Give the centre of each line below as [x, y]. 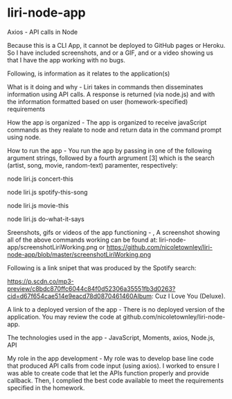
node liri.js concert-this [41, 179]
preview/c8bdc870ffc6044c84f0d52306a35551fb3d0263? [91, 288]
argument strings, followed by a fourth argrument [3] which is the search [111, 158]
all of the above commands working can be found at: [82, 240]
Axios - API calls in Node [43, 32]
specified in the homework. [46, 388]
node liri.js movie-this [38, 205]
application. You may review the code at [64, 317]
